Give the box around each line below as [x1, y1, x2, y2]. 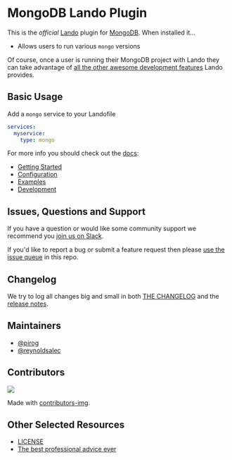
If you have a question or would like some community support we [7, 224, 197, 233]
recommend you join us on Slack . [7, 232, 104, 240]
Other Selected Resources [7, 419, 125, 431]
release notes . [7, 299, 49, 308]
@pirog [17, 338, 39, 347]
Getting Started [17, 163, 62, 171]
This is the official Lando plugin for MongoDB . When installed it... [7, 28, 195, 37]
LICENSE [17, 437, 44, 446]
